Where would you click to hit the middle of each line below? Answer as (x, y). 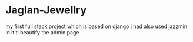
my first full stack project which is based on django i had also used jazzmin (96, 26)
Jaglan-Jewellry (46, 10)
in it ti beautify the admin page (42, 32)
